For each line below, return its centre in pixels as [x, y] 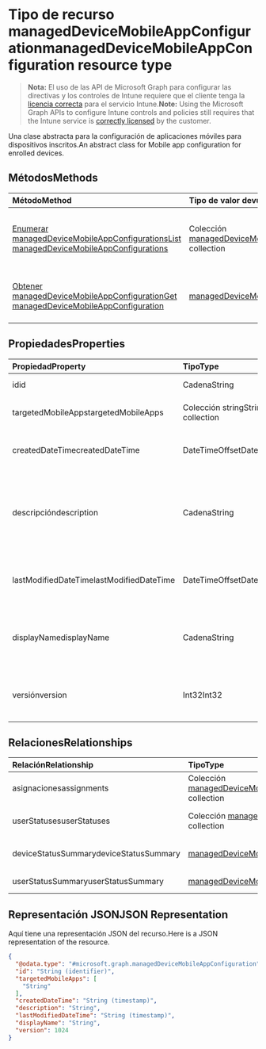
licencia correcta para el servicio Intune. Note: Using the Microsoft [135, 104]
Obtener [28, 285]
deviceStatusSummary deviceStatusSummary [96, 854]
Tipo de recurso [61, 15]
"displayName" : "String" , [58, 1023]
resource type [125, 65]
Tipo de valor [214, 200]
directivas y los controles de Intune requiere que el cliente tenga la [136, 95]
